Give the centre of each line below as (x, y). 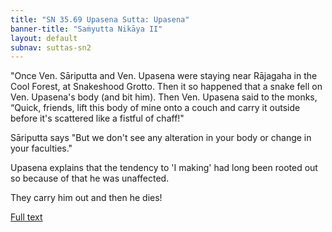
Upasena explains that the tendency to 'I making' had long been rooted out (164, 168)
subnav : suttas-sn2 (51, 47)
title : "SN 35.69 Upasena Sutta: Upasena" (100, 19)
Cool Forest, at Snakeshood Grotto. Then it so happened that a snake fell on (166, 87)
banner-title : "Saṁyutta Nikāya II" (86, 29)
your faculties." (41, 148)
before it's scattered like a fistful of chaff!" (97, 118)
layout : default (44, 38)
